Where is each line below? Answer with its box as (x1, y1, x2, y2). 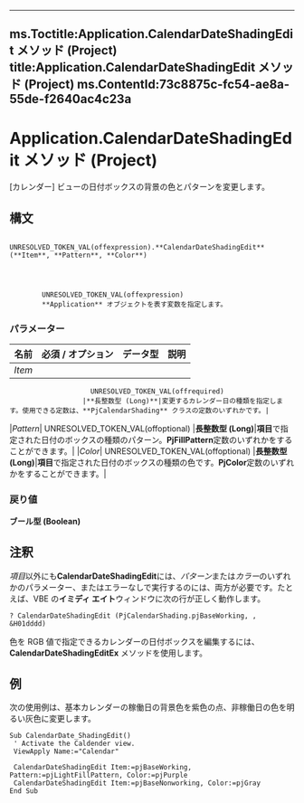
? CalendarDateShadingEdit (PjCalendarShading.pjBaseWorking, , (9, 611, 257, 620)
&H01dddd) (9, 619, 47, 628)
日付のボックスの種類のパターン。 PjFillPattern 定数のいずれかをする (40, 435, 293, 446)
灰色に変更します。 (24, 713, 97, 724)
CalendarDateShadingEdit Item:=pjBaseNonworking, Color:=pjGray (13, 779, 261, 788)
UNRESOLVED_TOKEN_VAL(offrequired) (90, 387, 224, 396)
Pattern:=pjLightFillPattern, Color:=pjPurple (9, 770, 188, 780)
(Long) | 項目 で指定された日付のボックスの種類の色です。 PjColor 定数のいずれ (9, 458, 295, 468)
